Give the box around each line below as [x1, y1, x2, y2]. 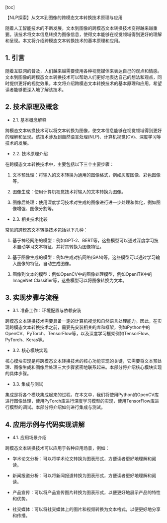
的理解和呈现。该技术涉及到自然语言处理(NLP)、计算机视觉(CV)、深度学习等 [5, 133, 162, 139]
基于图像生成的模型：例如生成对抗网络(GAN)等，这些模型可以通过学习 [12, 254, 156, 260]
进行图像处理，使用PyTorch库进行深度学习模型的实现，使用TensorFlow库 [5, 398, 155, 404]
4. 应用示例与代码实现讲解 [5, 420, 85, 429]
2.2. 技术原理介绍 [12, 150, 48, 156]
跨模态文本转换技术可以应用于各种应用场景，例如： [5, 445, 110, 451]
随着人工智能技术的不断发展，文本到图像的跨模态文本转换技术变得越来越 [5, 25, 153, 31]
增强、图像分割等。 [16, 205, 56, 211]
